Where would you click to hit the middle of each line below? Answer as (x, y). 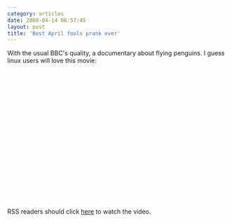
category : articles (36, 14)
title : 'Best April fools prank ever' (64, 33)
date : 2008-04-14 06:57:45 (47, 20)
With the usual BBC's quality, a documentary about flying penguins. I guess (116, 53)
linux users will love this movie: (52, 61)
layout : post (26, 27)
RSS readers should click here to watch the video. (79, 211)
